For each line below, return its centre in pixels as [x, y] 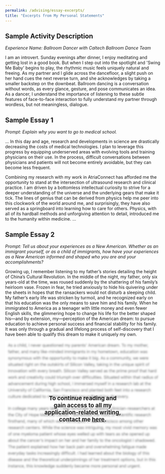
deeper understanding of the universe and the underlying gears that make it [82, 193]
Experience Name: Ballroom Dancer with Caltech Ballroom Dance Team [78, 48]
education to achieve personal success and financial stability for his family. [81, 324]
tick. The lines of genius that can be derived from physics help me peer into [82, 198]
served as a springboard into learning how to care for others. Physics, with [81, 209]
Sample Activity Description [49, 36]
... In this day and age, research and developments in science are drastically [82, 142]
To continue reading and [83, 398]
